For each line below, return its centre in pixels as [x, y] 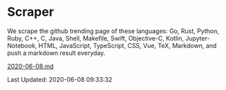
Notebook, [22, 45]
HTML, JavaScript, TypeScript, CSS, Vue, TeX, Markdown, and [128, 45]
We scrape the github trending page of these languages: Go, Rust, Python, [113, 31]
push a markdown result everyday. [56, 53]
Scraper [30, 12]
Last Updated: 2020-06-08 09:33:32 [60, 79]
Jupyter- [198, 38]
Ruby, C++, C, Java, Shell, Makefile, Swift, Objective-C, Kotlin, [96, 38]
